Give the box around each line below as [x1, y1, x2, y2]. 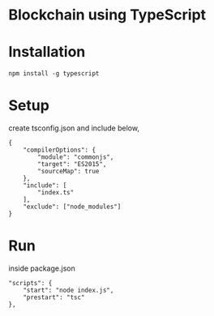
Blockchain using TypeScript [8, 6, 207, 24]
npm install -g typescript [8, 70, 100, 78]
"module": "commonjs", [37, 153, 114, 161]
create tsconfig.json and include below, [8, 123, 140, 133]
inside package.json [8, 263, 75, 273]
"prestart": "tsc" [23, 293, 85, 301]
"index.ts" [37, 189, 75, 197]
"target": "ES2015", [37, 160, 107, 169]
